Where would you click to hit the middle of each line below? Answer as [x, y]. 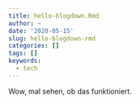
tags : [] [23, 53]
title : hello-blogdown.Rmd [54, 16]
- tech [27, 69]
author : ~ [25, 23]
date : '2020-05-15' [41, 31]
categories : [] [34, 46]
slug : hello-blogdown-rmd [52, 38]
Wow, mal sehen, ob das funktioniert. [70, 91]
